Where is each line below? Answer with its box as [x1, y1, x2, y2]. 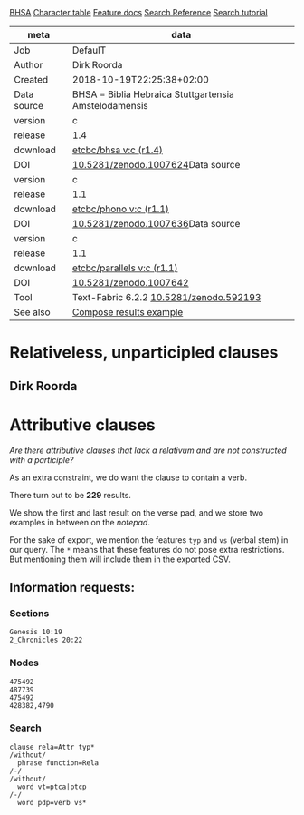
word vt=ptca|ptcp [17, 782, 88, 791]
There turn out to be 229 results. [9, 489, 131, 500]
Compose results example [71, 306, 184, 319]
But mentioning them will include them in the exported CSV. [9, 554, 231, 565]
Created [14, 74, 49, 85]
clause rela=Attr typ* [9, 742, 95, 751]
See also [14, 306, 52, 319]
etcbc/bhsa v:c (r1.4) [71, 143, 163, 156]
